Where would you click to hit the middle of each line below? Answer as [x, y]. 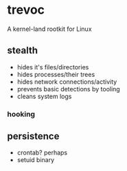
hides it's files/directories [53, 67]
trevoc [26, 10]
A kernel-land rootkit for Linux [49, 29]
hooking [21, 114]
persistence [33, 136]
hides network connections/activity [67, 82]
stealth [22, 50]
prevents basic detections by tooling [68, 89]
